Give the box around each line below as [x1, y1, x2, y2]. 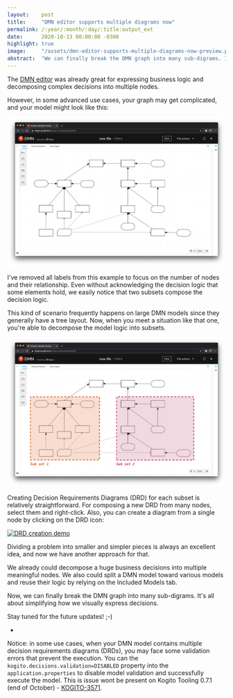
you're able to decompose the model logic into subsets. [7, 323, 166, 332]
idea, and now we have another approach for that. [7, 550, 150, 558]
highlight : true [7, 40, 54, 48]
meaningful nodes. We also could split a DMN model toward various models [7, 570, 224, 579]
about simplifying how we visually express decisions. [7, 599, 159, 607]
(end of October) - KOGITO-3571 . [7, 683, 103, 692]
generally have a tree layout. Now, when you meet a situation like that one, [7, 316, 220, 324]
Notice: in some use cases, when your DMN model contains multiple [7, 639, 202, 647]
